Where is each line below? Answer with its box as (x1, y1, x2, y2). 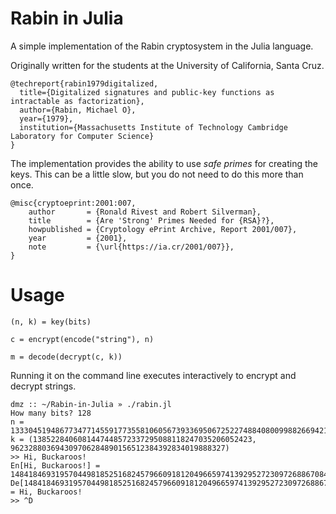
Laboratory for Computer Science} (10, 131, 155, 141)
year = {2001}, (28, 233, 128, 243)
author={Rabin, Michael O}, (19, 105, 137, 115)
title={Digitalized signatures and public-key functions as (19, 87, 275, 97)
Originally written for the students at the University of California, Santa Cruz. (10, 59, 325, 71)
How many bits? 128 (10, 408, 92, 418)
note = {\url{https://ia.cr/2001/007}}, (28, 242, 235, 252)
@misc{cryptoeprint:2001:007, (10, 198, 137, 208)
